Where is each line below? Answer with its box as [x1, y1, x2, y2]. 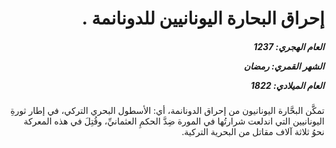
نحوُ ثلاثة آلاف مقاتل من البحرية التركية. [181, 126, 325, 138]
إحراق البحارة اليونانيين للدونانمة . [81, 7, 325, 30]
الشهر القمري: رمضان [243, 60, 325, 72]
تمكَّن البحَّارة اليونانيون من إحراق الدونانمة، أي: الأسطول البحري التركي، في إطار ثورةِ [10, 105, 325, 117]
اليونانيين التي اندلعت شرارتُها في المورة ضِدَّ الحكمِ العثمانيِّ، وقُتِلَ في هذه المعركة [23, 115, 325, 127]
